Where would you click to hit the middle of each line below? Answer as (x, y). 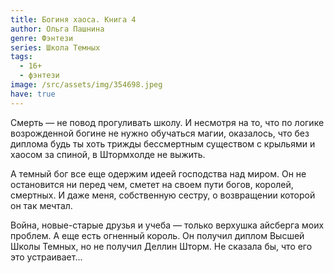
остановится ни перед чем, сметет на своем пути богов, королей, (152, 184)
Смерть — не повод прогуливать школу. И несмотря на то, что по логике (167, 122)
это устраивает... (46, 257)
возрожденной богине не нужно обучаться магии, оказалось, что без (160, 133)
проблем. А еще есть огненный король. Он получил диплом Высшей (157, 235)
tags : (21, 57)
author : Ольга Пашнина (57, 29)
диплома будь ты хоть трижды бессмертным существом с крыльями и (163, 143)
